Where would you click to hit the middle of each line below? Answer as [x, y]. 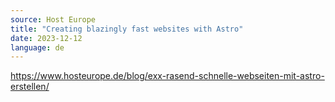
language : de [37, 47]
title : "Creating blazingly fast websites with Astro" [127, 29]
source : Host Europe [53, 19]
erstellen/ [30, 87]
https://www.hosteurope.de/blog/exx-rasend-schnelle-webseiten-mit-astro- [167, 76]
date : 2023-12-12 [46, 38]
